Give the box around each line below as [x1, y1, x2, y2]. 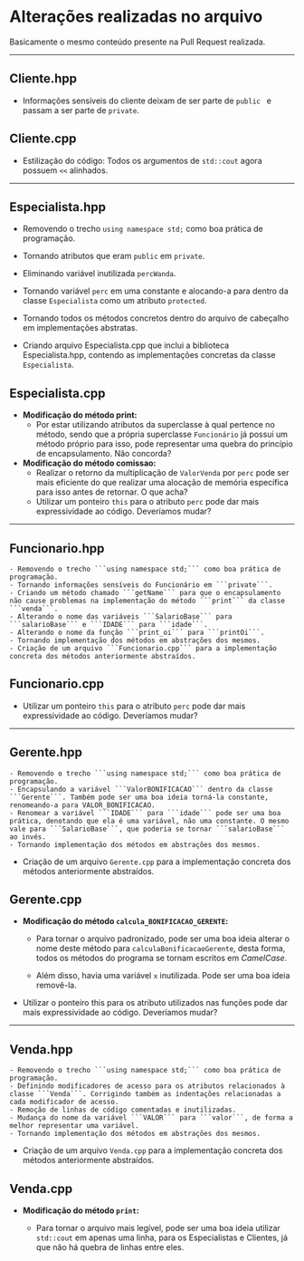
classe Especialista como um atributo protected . [22, 295, 207, 306]
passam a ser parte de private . [22, 104, 140, 115]
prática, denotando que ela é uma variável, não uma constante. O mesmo [9, 816, 290, 825]
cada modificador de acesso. [9, 1098, 119, 1107]
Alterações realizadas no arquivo [9, 6, 263, 27]
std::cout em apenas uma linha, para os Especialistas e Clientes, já [35, 1232, 288, 1243]
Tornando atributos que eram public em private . [22, 251, 205, 262]
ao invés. [9, 832, 47, 842]
